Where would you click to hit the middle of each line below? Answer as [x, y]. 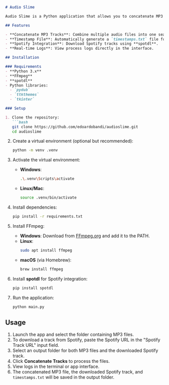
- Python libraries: [27, 85]
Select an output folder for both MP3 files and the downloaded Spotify [85, 351]
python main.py [28, 307]
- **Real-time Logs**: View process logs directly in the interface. [80, 49]
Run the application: [33, 298]
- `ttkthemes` [24, 95]
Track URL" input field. [36, 345]
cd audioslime [27, 131]
